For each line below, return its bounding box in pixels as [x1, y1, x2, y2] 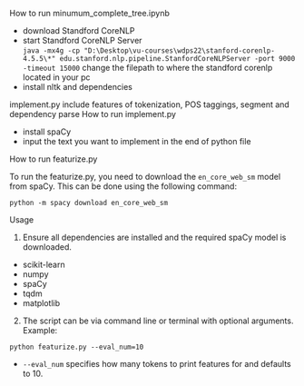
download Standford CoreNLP [22, 25, 135, 35]
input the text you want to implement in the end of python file [22, 136, 251, 146]
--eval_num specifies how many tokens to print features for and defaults [22, 359, 292, 369]
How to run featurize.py [9, 153, 98, 164]
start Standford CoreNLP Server [22, 35, 142, 45]
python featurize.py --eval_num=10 [9, 342, 144, 351]
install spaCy [22, 126, 72, 137]
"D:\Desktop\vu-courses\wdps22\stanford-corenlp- [83, 46, 275, 55]
